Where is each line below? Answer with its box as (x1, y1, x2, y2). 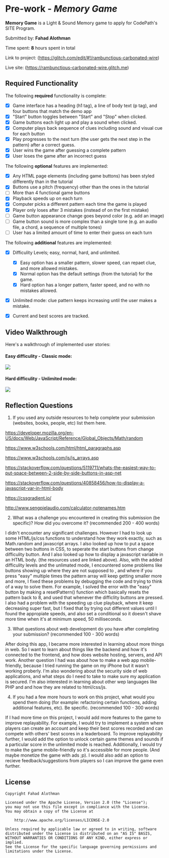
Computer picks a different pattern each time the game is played (12, 201, 147, 207)
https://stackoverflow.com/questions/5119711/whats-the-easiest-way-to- (5, 465, 156, 471)
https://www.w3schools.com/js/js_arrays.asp (5, 455, 99, 461)
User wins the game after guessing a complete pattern (12, 147, 126, 154)
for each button (12, 131, 45, 137)
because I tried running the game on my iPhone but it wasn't (23, 662, 149, 669)
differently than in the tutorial (12, 178, 73, 185)
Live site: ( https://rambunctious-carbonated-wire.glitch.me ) (5, 64, 129, 70)
